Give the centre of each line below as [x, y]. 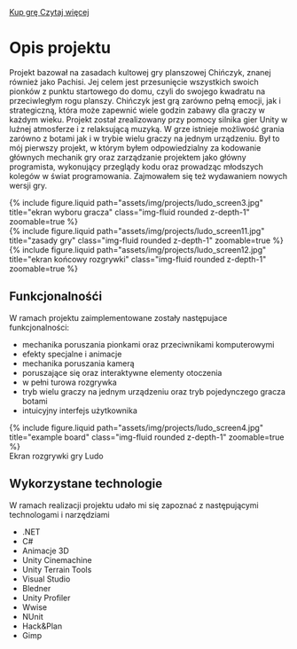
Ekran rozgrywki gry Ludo [56, 456]
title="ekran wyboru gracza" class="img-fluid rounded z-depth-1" [129, 212]
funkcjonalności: [39, 327]
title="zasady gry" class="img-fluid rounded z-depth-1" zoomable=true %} [146, 240]
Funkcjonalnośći [56, 297]
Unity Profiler [46, 598]
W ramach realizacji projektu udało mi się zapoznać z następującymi [134, 505]
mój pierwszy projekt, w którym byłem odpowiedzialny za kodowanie [135, 147]
